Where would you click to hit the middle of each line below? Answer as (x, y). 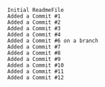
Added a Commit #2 (34, 22)
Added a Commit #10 (36, 65)
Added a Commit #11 (36, 72)
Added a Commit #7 (34, 47)
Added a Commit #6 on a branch (53, 41)
